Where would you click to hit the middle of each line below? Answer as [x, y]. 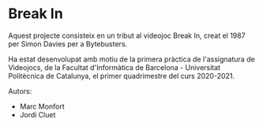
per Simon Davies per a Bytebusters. [68, 43]
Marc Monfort [42, 106]
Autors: [20, 91]
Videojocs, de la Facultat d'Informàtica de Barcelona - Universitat [115, 67]
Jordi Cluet [38, 114]
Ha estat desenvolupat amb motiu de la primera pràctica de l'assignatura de [131, 59]
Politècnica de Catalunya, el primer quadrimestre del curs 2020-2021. [122, 76]
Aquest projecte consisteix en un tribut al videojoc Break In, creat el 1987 [127, 35]
